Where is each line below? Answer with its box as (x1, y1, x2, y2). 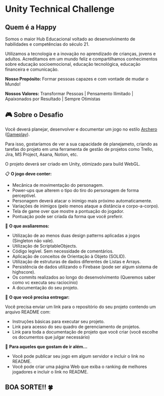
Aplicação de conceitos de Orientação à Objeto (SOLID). (12, 253, 126, 259)
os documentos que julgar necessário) (12, 334, 90, 340)
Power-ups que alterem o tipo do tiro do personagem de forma (12, 187, 139, 193)
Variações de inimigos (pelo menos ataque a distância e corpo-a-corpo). (12, 203, 159, 209)
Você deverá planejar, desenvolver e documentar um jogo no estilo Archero (5, 126, 158, 132)
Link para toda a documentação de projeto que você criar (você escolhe (12, 329, 158, 335)
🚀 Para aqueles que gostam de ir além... (5, 343, 88, 349)
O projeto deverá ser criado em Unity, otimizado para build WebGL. (5, 161, 141, 167)
